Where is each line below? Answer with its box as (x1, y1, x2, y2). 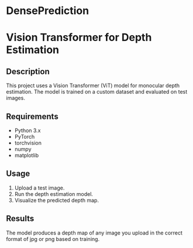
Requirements (6, 111, 58, 121)
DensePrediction (6, 4, 89, 18)
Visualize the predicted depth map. (14, 197, 99, 204)
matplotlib (14, 152, 39, 159)
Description (6, 66, 50, 77)
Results (6, 213, 35, 223)
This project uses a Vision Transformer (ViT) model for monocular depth (6, 82, 180, 89)
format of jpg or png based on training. (6, 235, 100, 242)
